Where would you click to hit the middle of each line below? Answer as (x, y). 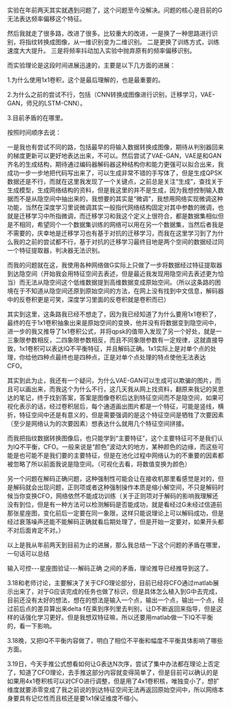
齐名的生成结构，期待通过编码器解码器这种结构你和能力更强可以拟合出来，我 (115, 164)
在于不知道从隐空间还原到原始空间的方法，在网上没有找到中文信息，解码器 (118, 291)
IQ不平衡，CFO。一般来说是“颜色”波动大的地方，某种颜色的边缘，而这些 (115, 447)
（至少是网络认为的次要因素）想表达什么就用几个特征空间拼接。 (97, 423)
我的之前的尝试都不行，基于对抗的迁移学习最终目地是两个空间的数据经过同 (118, 242)
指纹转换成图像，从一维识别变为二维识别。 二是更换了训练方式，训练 (122, 42)
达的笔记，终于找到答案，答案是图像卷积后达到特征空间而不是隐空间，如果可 (115, 398)
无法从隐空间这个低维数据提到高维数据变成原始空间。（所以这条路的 (120, 282)
